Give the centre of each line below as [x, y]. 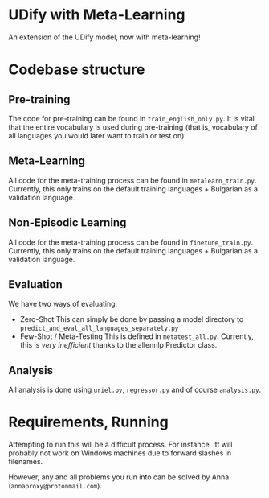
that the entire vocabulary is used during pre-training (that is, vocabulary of [133, 127]
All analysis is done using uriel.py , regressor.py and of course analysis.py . [135, 390]
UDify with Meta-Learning [97, 15]
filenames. [26, 462]
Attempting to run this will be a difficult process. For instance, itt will [120, 445]
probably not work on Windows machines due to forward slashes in [120, 453]
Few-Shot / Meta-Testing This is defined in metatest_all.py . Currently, [137, 336]
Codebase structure [77, 70]
